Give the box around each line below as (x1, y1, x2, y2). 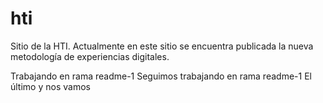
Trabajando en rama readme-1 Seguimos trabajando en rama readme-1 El (10, 70, 312, 82)
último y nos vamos (10, 80, 91, 92)
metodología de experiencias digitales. (10, 50, 170, 62)
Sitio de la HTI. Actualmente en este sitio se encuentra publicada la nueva (10, 40, 314, 52)
